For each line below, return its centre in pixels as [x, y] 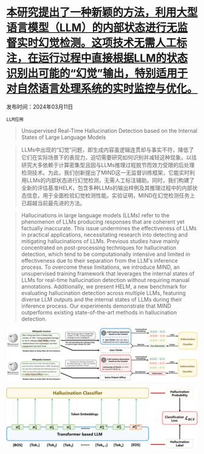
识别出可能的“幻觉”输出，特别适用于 [97, 73]
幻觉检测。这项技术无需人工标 [113, 43]
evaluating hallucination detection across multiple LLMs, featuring [104, 293]
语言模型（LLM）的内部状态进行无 [92, 28]
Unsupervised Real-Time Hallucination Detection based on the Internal [109, 130]
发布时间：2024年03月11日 [40, 107]
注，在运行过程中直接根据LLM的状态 [97, 58]
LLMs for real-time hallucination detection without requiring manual [105, 280]
